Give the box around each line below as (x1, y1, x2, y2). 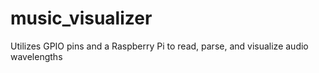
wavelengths (10, 50, 63, 62)
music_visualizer (10, 7, 153, 30)
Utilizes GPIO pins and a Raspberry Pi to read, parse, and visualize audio (10, 40, 309, 52)
